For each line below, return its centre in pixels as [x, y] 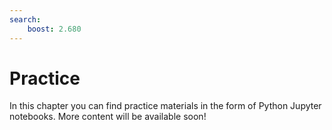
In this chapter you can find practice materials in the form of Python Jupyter [165, 106]
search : [25, 19]
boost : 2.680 [54, 29]
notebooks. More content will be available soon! [108, 117]
